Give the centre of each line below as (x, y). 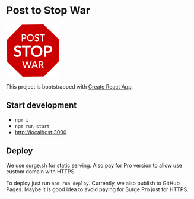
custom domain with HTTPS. (41, 171)
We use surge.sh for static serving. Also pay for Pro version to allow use (94, 165)
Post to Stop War (48, 10)
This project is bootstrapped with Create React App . (70, 86)
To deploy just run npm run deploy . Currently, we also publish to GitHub (93, 183)
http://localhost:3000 (41, 132)
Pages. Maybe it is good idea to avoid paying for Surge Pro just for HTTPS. (97, 189)
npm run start (32, 126)
